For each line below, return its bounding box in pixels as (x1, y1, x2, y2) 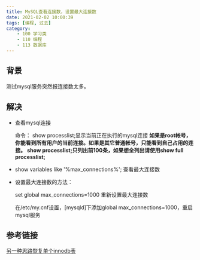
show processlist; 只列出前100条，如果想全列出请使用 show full (26, 146, 184, 154)
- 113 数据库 (17, 42, 47, 48)
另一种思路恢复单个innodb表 (6, 247, 76, 255)
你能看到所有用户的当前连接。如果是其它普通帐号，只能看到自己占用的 (14, 139, 189, 146)
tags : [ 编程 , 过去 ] (6, 20, 51, 26)
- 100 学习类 (17, 31, 47, 37)
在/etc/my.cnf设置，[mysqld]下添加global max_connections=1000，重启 (14, 204, 193, 211)
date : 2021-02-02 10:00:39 (6, 14, 74, 20)
